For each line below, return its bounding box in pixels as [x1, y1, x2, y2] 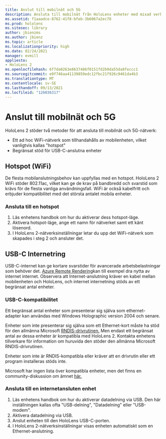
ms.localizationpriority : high [5, 44, 70, 49]
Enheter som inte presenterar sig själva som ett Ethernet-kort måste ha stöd [5, 322, 160, 328]
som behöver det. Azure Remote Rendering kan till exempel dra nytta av [5, 268, 150, 274]
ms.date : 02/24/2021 [5, 48, 48, 53]
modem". [12, 407, 31, 413]
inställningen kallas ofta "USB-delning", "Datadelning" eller [12, 401, 132, 408]
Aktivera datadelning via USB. [12, 412, 73, 418]
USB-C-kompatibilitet [5, 296, 58, 303]
